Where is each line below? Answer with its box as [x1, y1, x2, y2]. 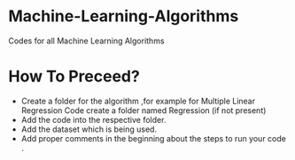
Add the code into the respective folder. [20, 114, 167, 125]
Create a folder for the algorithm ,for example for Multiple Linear [20, 95, 256, 106]
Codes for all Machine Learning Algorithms [8, 35, 165, 46]
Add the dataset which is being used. [20, 124, 157, 134]
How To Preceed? [8, 66, 141, 87]
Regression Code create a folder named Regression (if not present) [20, 104, 267, 116]
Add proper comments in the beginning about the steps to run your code [20, 133, 287, 143]
